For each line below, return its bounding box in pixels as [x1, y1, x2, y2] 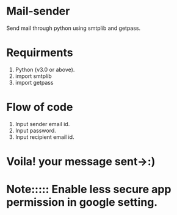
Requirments [6, 46, 73, 60]
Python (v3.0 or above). [15, 66, 75, 73]
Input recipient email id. [15, 133, 74, 141]
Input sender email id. [15, 120, 70, 127]
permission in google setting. [6, 196, 158, 210]
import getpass [15, 79, 54, 86]
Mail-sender [6, 4, 70, 18]
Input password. [15, 127, 56, 134]
